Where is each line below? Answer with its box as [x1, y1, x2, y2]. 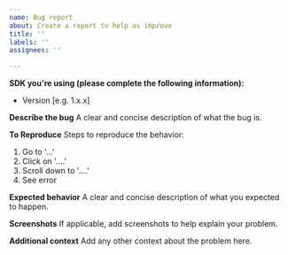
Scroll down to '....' [21, 166, 90, 176]
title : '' [9, 29, 46, 38]
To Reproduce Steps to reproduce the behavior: [9, 129, 184, 140]
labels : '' [9, 37, 50, 47]
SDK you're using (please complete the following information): [9, 78, 245, 89]
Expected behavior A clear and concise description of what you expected [9, 192, 280, 203]
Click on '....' [21, 156, 67, 166]
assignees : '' [9, 46, 62, 55]
